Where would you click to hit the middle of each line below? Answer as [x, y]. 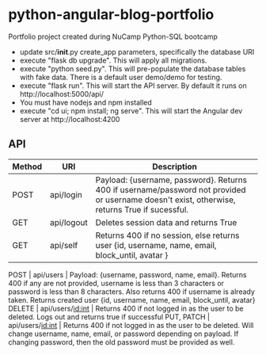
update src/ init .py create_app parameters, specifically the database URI [137, 52]
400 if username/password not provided [171, 189]
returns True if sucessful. [142, 209]
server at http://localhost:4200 [70, 119]
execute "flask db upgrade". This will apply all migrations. [113, 60]
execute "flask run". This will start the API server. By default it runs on [133, 86]
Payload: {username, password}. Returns [171, 180]
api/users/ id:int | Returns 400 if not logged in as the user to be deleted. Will [131, 325]
